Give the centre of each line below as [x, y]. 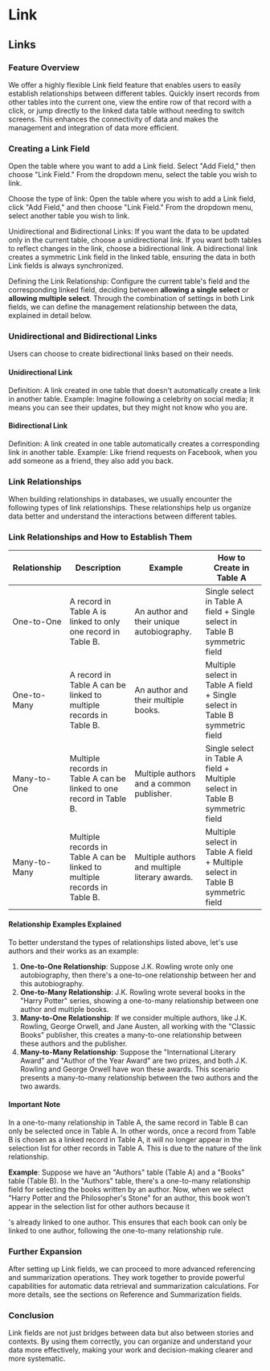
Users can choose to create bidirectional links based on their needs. [121, 354]
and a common [163, 784]
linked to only [95, 621]
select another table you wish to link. [69, 216]
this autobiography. [52, 983]
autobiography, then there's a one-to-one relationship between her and [138, 975]
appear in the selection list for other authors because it [99, 1206]
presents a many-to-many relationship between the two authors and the [139, 1077]
